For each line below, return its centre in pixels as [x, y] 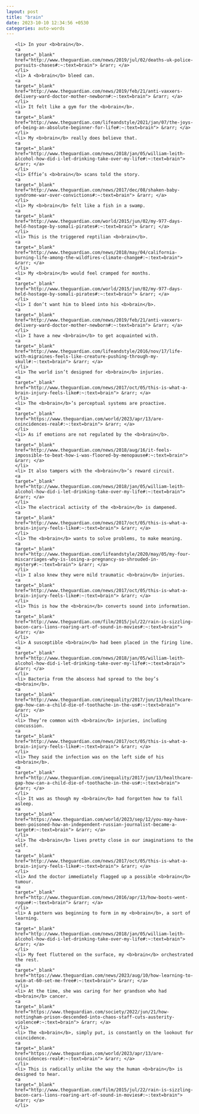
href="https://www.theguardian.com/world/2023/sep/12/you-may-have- [101, 820]
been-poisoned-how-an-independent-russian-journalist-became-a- [96, 825]
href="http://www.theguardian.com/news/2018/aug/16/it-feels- [93, 450]
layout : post [22, 12]
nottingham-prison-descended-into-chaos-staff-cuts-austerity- [95, 1017]
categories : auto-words [36, 28]
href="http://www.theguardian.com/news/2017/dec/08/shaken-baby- [97, 190]
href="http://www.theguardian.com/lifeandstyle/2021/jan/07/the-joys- [104, 122]
